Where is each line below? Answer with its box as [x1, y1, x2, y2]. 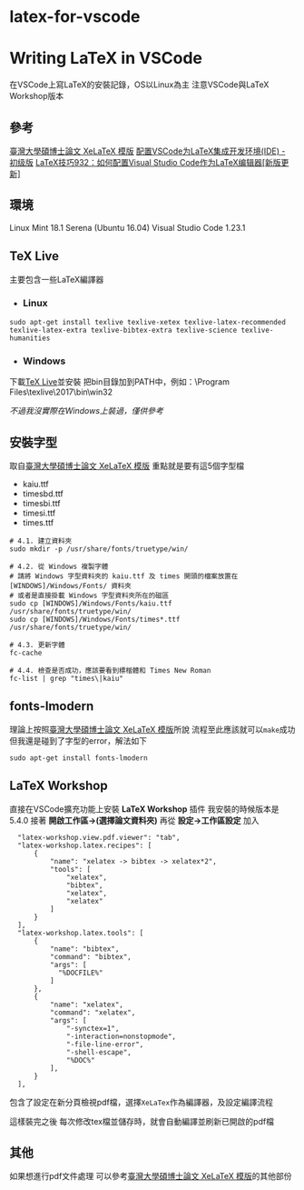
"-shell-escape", [66, 1047, 132, 1056]
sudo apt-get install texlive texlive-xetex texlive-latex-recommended [9, 317, 286, 326]
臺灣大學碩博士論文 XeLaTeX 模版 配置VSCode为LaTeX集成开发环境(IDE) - [9, 145, 286, 156]
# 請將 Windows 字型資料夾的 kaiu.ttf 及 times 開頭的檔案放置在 [9, 571, 239, 581]
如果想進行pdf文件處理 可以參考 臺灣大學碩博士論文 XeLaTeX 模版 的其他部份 [9, 1171, 292, 1182]
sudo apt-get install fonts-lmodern [9, 753, 148, 763]
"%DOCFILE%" [57, 968, 103, 977]
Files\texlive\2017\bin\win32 [9, 386, 113, 397]
